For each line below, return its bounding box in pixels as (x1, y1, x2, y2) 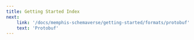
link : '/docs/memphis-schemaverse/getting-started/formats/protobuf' (16, 19, 190, 25)
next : (6, 14, 19, 20)
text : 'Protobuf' (16, 25, 59, 31)
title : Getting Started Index (6, 8, 80, 15)
